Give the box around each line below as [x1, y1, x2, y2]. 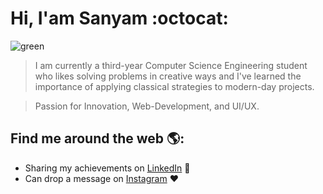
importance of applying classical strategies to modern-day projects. [34, 80, 315, 92]
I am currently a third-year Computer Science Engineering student [34, 59, 308, 71]
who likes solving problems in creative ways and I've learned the [34, 70, 302, 82]
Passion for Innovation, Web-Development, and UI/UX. [34, 100, 260, 112]
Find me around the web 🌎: [10, 130, 185, 147]
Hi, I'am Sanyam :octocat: [10, 7, 229, 30]
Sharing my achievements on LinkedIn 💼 [24, 162, 191, 174]
